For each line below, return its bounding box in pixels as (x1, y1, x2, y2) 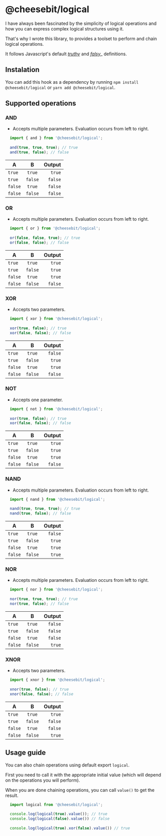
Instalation (5, 65, 39, 74)
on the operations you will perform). (5, 777, 80, 783)
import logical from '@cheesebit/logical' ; (10, 802, 103, 807)
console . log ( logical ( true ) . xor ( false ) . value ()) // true (10, 825, 130, 830)
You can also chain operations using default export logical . (5, 762, 130, 768)
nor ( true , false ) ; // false (10, 601, 69, 607)
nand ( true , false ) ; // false (10, 511, 71, 516)
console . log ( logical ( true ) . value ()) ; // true (10, 812, 108, 817)
